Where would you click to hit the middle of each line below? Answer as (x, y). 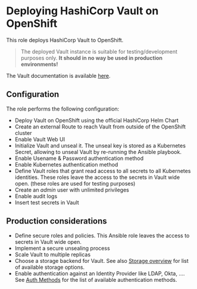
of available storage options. (50, 267)
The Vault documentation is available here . (59, 76)
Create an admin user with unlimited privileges (72, 190)
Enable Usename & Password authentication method (79, 158)
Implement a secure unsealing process (62, 248)
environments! (39, 64)
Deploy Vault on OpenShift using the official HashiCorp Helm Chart (96, 120)
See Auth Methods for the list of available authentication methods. (96, 279)
